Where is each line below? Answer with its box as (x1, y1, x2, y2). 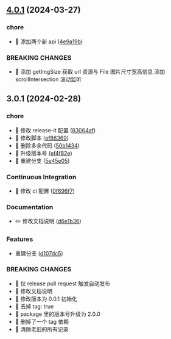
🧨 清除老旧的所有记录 (15, 326, 69, 333)
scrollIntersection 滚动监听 (15, 76, 82, 83)
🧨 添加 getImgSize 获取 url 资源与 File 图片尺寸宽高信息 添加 (15, 68, 166, 75)
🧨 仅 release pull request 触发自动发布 (15, 280, 111, 287)
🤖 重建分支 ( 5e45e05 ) (15, 157, 70, 164)
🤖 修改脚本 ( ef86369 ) (15, 134, 69, 141)
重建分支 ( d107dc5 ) (15, 249, 63, 257)
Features (6, 235, 33, 243)
